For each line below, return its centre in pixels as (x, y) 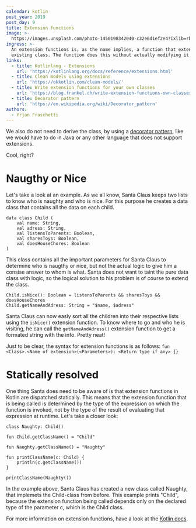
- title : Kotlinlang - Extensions (53, 66)
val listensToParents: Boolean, (56, 234)
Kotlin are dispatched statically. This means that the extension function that (96, 398)
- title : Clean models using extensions (61, 77)
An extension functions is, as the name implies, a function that (94, 50)
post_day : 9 (20, 22)
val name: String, (39, 223)
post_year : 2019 (26, 17)
